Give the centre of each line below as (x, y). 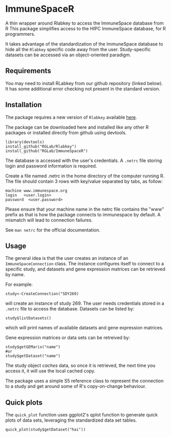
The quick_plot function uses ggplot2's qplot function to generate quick (81, 415)
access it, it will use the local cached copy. (50, 371)
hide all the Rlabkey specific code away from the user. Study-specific (78, 49)
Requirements (28, 71)
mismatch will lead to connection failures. (49, 220)
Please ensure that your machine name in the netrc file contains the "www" (85, 209)
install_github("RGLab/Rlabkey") (41, 147)
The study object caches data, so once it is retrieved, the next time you (80, 366)
